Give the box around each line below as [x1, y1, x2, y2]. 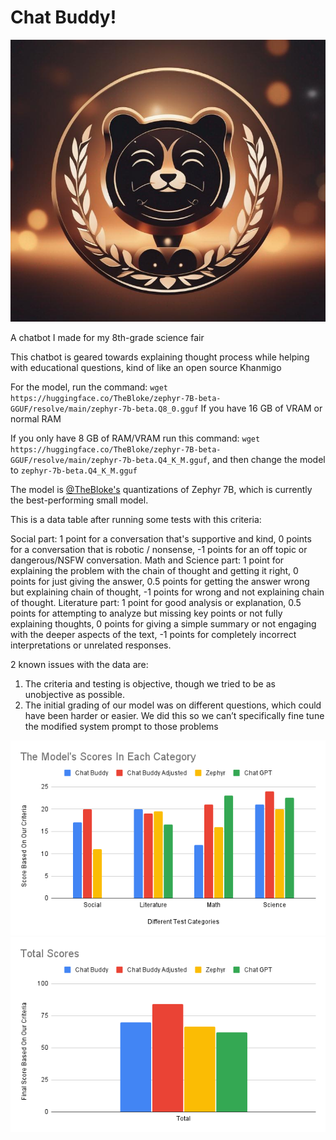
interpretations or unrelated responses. [10, 639, 172, 651]
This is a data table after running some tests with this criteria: [10, 514, 262, 526]
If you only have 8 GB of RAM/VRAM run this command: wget [10, 432, 261, 445]
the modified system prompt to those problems [24, 721, 219, 733]
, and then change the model [207, 454, 326, 466]
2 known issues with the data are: [10, 659, 149, 671]
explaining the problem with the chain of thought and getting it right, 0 [10, 565, 299, 577]
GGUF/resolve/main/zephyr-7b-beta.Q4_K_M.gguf [10, 456, 208, 466]
